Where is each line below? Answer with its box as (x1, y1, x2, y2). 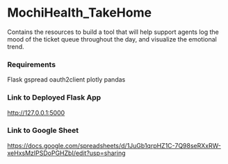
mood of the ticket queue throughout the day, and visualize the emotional (7, 35, 217, 43)
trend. (7, 42, 24, 51)
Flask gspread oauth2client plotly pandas (7, 75, 126, 84)
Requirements (7, 60, 56, 69)
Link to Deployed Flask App (7, 93, 101, 102)
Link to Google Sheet (7, 126, 79, 136)
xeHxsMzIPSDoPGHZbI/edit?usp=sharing (7, 149, 127, 157)
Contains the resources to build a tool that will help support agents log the (7, 28, 219, 36)
